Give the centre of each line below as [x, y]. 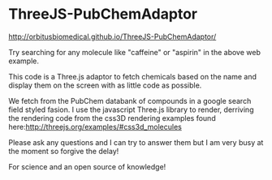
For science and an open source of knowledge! [87, 166]
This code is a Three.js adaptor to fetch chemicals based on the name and [133, 76]
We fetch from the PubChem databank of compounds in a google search [130, 101]
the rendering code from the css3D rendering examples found [112, 118]
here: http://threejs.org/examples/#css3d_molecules [95, 126]
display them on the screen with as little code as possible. [105, 85]
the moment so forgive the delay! [64, 151]
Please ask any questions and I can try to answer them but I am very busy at [136, 142]
